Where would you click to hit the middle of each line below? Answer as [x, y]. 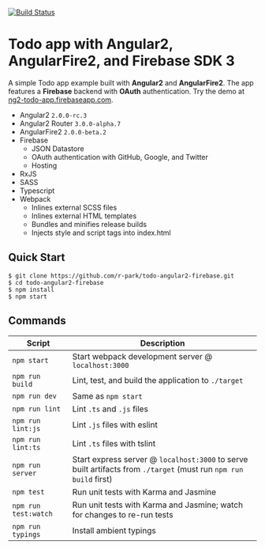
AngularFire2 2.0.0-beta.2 [63, 131]
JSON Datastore [58, 148]
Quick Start [37, 257]
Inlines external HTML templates [84, 216]
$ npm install [32, 290]
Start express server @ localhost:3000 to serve [160, 459]
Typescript [37, 191]
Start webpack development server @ [142, 356]
